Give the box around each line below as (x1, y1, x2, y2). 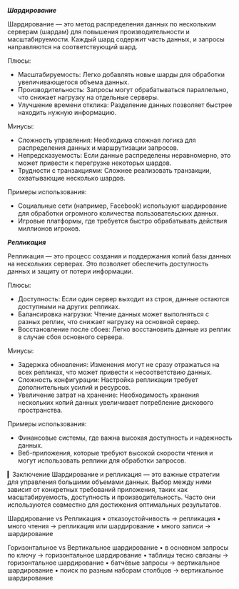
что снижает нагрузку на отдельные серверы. (17, 93, 159, 101)
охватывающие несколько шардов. (17, 174, 126, 182)
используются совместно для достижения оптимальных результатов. (7, 500, 221, 509)
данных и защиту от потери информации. (7, 267, 133, 276)
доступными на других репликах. (17, 303, 121, 311)
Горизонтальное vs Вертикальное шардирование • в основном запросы (7, 543, 229, 552)
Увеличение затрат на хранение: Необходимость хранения (17, 391, 200, 399)
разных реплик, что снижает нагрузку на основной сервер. (17, 318, 200, 326)
